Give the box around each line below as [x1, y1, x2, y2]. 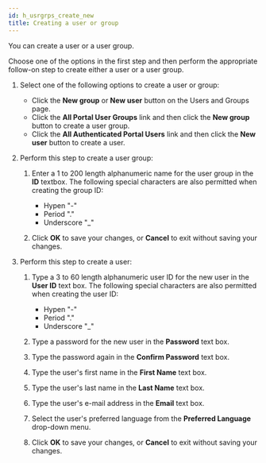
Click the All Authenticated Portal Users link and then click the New [31, 129, 256, 139]
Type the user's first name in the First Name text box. [31, 367, 207, 377]
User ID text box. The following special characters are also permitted [31, 280, 256, 290]
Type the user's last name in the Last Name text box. [31, 383, 205, 392]
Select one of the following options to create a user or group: [19, 80, 220, 90]
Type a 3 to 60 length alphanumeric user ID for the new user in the [31, 272, 250, 282]
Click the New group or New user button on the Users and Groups [31, 95, 250, 105]
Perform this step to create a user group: [19, 152, 153, 163]
